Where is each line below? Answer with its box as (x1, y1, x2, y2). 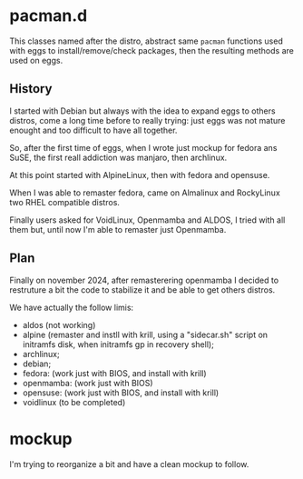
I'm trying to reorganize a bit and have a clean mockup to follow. (9, 458, 249, 469)
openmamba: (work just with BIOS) (22, 377, 153, 388)
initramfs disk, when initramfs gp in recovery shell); (22, 338, 215, 350)
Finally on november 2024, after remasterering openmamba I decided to (9, 274, 279, 285)
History (9, 81, 53, 96)
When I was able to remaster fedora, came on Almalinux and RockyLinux (9, 187, 281, 198)
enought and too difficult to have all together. (9, 125, 178, 135)
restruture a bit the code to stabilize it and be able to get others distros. (9, 284, 276, 295)
